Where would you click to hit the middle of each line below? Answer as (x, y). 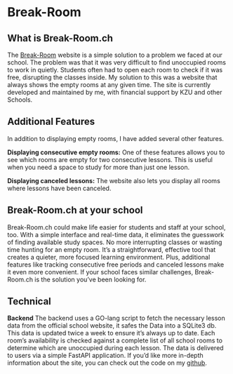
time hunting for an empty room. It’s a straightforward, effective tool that (112, 249)
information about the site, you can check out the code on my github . (107, 363)
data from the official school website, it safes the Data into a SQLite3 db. (112, 326)
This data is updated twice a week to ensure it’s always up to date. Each (111, 333)
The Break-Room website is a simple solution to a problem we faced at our (115, 55)
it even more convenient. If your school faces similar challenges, (100, 272)
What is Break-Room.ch (60, 38)
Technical (29, 301)
